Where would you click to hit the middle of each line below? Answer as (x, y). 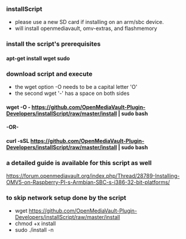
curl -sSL (18, 141)
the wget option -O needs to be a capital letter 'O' (76, 87)
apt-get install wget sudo (38, 58)
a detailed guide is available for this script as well (79, 163)
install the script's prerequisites (54, 44)
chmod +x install (35, 223)
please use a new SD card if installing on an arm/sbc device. (89, 22)
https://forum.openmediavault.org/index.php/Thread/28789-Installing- (93, 176)
